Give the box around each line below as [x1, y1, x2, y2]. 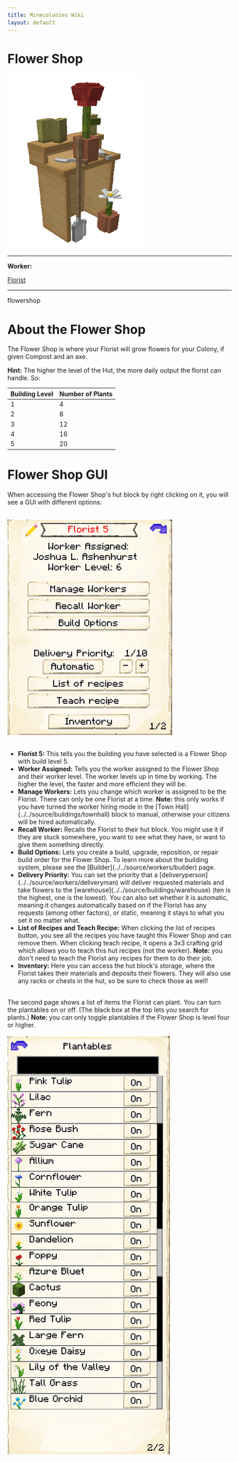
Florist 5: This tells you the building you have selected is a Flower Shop [17, 749, 228, 758]
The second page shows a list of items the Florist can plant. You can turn [7, 997, 222, 1006]
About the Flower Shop [7, 321, 146, 338]
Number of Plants [59, 389, 113, 398]
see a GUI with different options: [7, 497, 102, 506]
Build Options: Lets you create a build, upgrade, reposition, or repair [17, 848, 219, 856]
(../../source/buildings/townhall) [17, 809, 110, 819]
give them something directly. [17, 840, 105, 849]
